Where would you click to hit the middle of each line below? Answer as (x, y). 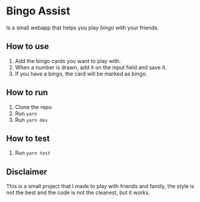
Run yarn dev (31, 120)
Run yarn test (33, 153)
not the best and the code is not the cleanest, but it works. (78, 192)
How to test (28, 138)
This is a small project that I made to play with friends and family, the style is (100, 186)
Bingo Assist (38, 11)
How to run (27, 93)
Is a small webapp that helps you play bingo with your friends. (83, 28)
